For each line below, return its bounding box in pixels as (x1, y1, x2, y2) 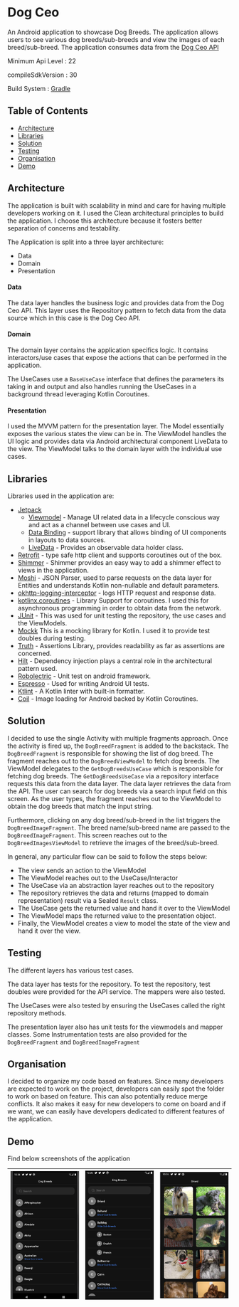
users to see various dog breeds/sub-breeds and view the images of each (7, 35, 225, 43)
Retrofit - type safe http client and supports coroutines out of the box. (17, 551, 223, 559)
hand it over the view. (17, 926, 81, 935)
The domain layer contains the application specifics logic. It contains (7, 346, 208, 354)
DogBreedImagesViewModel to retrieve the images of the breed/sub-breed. (7, 838, 219, 847)
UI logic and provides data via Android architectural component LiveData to (7, 437, 228, 445)
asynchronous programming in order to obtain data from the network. (17, 603, 222, 612)
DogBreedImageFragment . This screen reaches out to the (7, 830, 168, 840)
